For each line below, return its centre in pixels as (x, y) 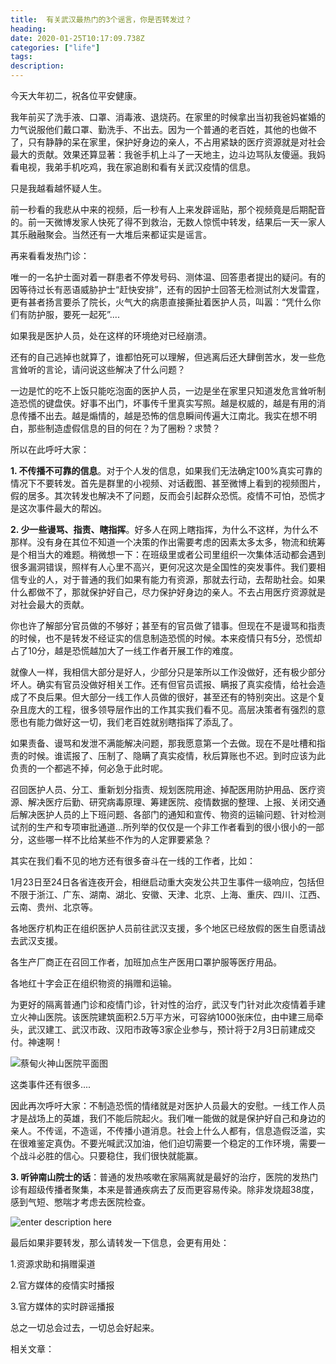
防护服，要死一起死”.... (73, 314)
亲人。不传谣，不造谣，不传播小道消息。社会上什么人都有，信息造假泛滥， (163, 1130)
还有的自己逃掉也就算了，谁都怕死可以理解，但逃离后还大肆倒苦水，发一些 (163, 357)
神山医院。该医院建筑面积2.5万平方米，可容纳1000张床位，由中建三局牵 (175, 1017)
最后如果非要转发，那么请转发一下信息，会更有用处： (120, 1242)
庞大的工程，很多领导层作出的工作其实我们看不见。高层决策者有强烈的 (172, 709)
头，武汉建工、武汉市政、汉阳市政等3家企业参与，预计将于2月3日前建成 (158, 1029)
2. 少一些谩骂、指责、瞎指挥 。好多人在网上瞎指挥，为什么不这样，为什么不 (164, 529)
